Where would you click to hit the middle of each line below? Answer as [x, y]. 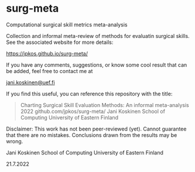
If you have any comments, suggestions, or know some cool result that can [97, 65]
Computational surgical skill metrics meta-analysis [67, 25]
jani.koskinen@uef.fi [30, 82]
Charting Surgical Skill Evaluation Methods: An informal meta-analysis [105, 105]
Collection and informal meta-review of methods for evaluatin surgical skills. [98, 36]
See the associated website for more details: [60, 42]
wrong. [15, 141]
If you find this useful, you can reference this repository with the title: [89, 94]
